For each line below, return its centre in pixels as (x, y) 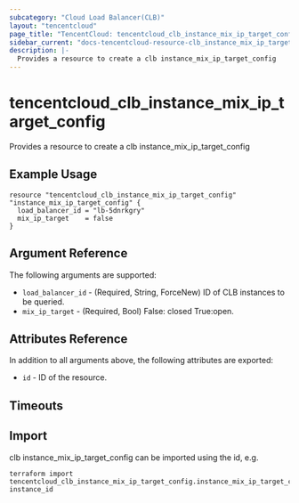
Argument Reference (69, 253)
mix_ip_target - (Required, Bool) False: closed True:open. (128, 311)
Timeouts (36, 406)
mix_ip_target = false (65, 218)
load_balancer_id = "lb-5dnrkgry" (81, 210)
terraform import (41, 474)
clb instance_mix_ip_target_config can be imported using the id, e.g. (134, 457)
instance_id (31, 489)
